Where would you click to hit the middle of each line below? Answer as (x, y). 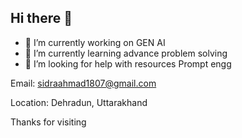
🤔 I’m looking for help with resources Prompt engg (128, 63)
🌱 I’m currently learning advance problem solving (126, 53)
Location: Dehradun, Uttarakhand (79, 102)
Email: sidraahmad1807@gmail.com (83, 83)
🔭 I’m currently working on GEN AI (95, 42)
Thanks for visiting (48, 122)
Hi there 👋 (41, 18)
